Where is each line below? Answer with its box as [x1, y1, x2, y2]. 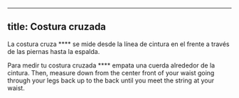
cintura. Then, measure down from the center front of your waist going [7, 68, 215, 77]
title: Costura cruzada [7, 21, 107, 33]
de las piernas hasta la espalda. [7, 47, 100, 55]
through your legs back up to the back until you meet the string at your [7, 76, 215, 85]
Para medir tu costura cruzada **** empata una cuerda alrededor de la [7, 61, 216, 70]
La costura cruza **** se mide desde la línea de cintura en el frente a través [7, 40, 230, 48]
